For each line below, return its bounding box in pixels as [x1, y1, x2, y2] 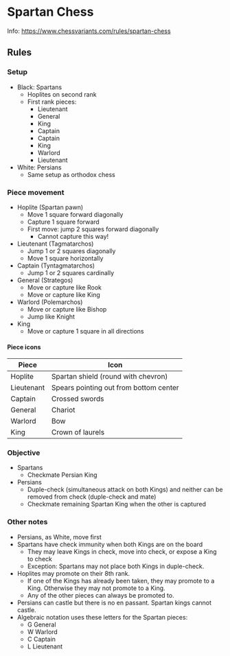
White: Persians [16, 163, 62, 172]
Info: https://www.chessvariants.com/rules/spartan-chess [7, 27, 171, 35]
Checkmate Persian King [27, 471, 97, 479]
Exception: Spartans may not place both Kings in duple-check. [27, 562, 205, 570]
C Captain [27, 635, 56, 643]
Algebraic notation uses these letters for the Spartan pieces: [16, 613, 188, 621]
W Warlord [27, 627, 58, 635]
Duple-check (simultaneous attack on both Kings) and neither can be [27, 485, 223, 494]
